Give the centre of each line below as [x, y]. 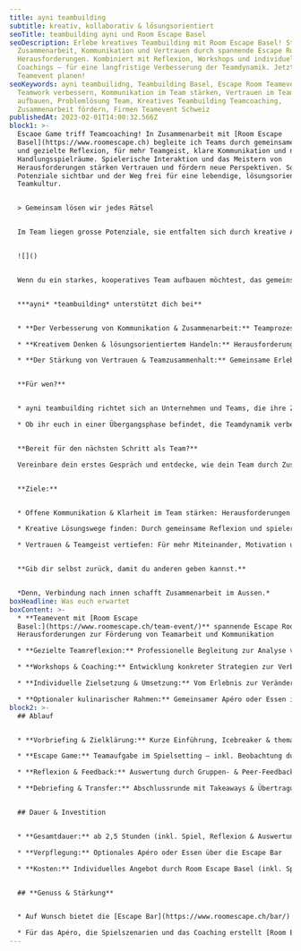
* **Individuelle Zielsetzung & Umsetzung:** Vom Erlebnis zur [138, 683]
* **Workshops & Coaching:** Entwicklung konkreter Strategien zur [146, 667]
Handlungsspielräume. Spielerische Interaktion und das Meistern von [150, 159]
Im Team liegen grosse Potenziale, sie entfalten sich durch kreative [152, 232]
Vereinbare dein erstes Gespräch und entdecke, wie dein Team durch [148, 465]
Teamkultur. [40, 184]
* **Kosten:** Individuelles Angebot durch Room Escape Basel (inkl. [150, 869]
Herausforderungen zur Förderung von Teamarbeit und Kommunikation [146, 635]
